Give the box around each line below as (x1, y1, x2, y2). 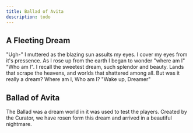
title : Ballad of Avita (6, 8, 64, 15)
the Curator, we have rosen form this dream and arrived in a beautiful (6, 114, 172, 121)
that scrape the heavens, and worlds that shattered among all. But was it (6, 69, 180, 76)
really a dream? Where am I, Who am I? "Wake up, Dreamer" (6, 76, 151, 83)
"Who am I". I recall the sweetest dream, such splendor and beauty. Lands (6, 64, 184, 71)
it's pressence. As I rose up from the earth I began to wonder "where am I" (6, 57, 185, 64)
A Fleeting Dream (6, 36, 71, 45)
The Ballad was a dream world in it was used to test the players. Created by (6, 108, 188, 116)
